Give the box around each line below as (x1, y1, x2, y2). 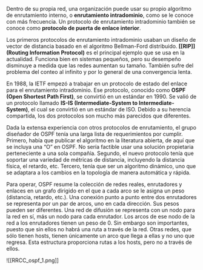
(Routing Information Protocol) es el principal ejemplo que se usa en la (6, 49, 185, 56)
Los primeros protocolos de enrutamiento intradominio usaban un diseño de (6, 36, 196, 43)
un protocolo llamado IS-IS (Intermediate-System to (6, 99, 138, 107)
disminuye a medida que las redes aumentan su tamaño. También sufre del (6, 62, 194, 69)
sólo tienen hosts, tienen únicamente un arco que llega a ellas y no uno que (6, 232, 195, 239)
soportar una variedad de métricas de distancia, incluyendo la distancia (6, 156, 185, 163)
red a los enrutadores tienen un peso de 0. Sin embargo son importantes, (6, 219, 189, 226)
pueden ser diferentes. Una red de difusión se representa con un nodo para (6, 206, 195, 214)
